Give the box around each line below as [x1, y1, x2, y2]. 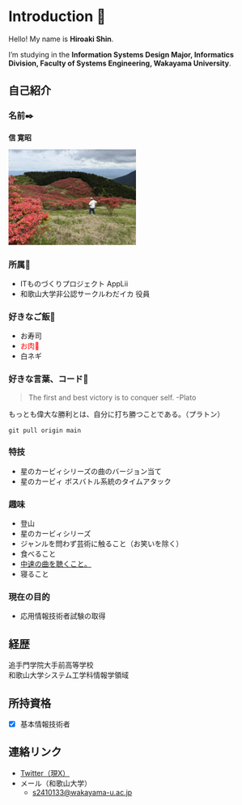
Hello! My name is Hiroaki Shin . [8, 34, 114, 44]
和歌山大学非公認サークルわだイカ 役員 [19, 289, 151, 299]
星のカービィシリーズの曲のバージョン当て [19, 466, 162, 476]
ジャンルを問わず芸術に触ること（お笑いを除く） [19, 539, 184, 549]
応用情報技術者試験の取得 [19, 611, 106, 621]
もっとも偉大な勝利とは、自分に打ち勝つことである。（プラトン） [8, 409, 225, 419]
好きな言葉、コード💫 [8, 374, 89, 385]
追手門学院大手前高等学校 [8, 660, 94, 670]
